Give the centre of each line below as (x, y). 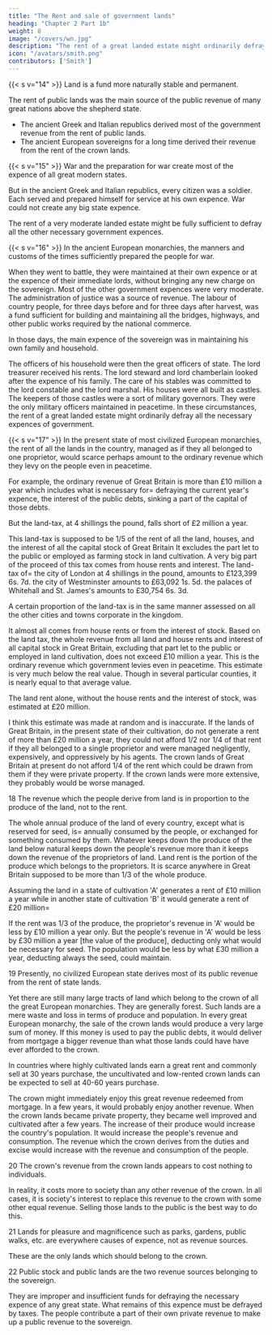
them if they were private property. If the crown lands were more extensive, (134, 774)
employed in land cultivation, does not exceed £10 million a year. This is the (134, 656)
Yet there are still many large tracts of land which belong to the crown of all (134, 997)
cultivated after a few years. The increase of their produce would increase (132, 1124)
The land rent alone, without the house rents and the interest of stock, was (133, 698)
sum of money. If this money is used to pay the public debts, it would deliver (135, 1032)
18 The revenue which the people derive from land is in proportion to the (129, 798)
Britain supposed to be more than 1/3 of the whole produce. (108, 874)
